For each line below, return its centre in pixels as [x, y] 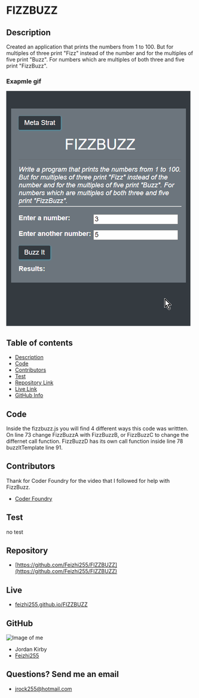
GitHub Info [29, 396]
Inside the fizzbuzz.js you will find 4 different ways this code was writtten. [97, 428]
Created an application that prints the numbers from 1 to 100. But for [90, 47]
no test [15, 532]
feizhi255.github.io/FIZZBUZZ [51, 605]
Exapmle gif [24, 81]
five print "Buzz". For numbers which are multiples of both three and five [95, 59]
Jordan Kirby [31, 649]
